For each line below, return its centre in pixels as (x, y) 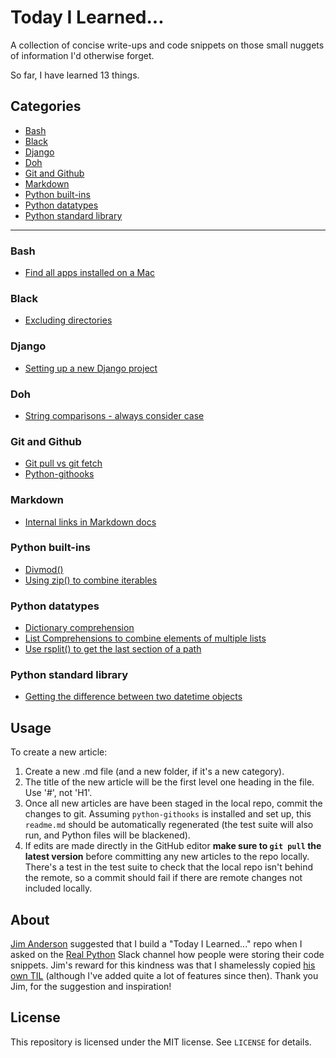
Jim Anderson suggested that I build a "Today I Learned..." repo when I (156, 944)
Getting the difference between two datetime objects (133, 697)
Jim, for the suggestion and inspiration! (91, 987)
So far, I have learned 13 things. (75, 75)
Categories (46, 106)
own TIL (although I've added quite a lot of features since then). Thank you (164, 976)
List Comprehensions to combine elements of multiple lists (145, 638)
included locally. (58, 888)
